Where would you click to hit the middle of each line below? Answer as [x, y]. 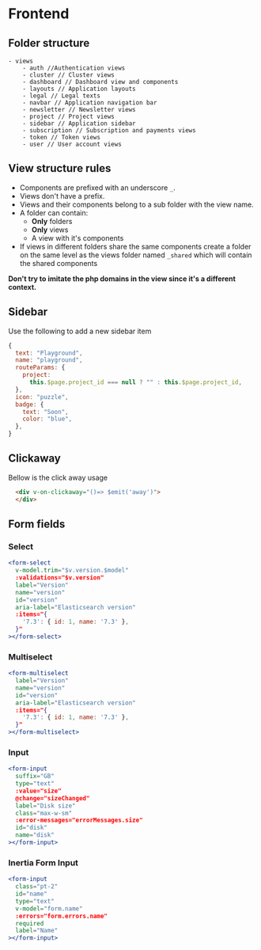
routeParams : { [40, 368]
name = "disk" [35, 835]
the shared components [59, 263]
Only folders [52, 221]
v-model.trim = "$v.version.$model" [72, 571]
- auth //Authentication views [74, 68]
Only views [50, 230]
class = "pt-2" [37, 887]
